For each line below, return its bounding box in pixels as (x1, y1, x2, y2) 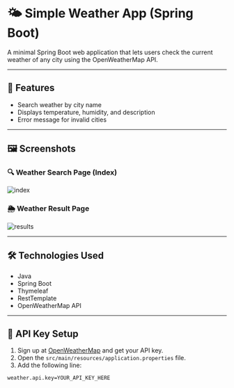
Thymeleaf (17, 286, 49, 295)
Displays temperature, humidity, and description (17, 108, 155, 116)
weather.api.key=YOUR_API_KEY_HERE (7, 375, 111, 382)
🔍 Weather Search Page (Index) (7, 168, 117, 177)
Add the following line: (17, 361, 82, 369)
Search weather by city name (17, 100, 102, 108)
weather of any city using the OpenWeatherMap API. (7, 55, 158, 63)
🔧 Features (7, 82, 55, 94)
